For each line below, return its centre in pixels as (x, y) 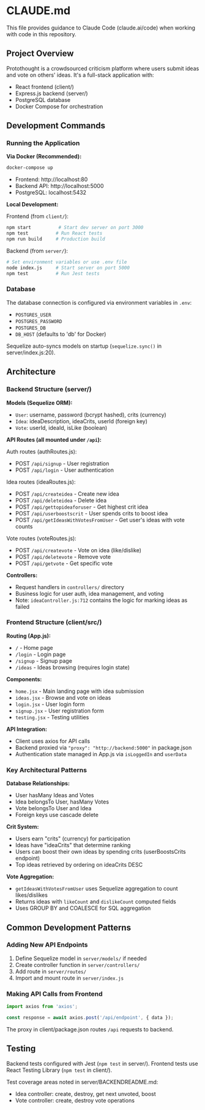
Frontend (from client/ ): (38, 216)
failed (22, 606)
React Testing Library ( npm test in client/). (59, 1070)
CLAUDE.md (39, 11)
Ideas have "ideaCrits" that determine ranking (73, 845)
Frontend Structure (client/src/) (54, 622)
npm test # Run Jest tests (53, 273)
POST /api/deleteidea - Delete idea (61, 500)
